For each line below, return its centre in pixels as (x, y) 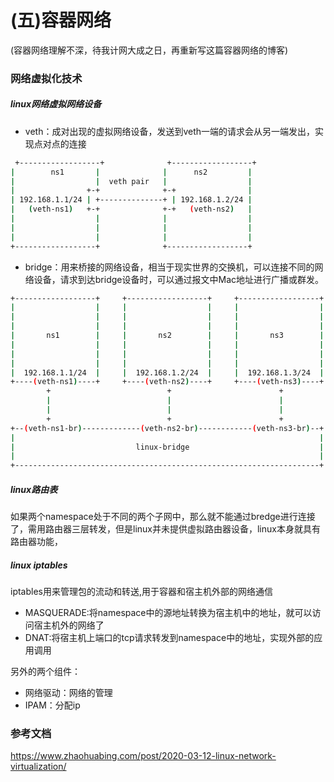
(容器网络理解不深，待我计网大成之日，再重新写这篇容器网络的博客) (149, 50)
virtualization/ (38, 767)
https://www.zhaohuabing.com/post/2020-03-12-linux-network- (143, 756)
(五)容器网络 (61, 20)
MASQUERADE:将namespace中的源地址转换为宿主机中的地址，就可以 (168, 613)
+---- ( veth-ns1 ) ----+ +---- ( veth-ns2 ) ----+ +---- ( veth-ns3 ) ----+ (167, 382)
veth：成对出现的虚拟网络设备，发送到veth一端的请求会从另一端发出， (170, 131)
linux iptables (39, 565)
